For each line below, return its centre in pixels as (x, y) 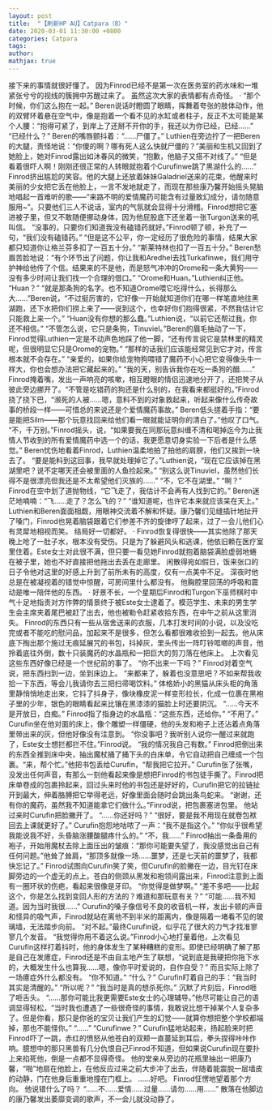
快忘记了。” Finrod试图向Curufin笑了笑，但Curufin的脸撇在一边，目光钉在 (130, 865)
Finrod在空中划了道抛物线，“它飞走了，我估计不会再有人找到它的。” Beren (130, 491)
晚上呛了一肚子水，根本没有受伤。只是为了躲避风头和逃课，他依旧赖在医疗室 (136, 541)
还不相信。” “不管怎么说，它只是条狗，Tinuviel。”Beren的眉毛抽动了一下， (130, 328)
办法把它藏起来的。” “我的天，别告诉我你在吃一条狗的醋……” (156, 369)
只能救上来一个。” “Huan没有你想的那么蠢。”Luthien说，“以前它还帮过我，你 (133, 318)
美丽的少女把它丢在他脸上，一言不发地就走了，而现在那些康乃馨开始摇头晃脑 (136, 187)
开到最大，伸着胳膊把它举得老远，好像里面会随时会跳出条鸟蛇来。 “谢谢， (132, 795)
